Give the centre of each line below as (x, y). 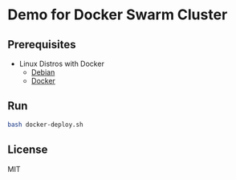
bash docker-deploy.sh (45, 125)
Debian (43, 72)
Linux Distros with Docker (62, 63)
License (28, 150)
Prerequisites (42, 45)
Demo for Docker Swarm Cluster (118, 15)
